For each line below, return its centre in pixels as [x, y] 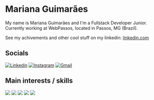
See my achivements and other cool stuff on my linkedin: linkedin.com [77, 38]
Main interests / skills [39, 81]
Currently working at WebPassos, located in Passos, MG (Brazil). [72, 28]
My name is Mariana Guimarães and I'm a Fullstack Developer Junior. [76, 23]
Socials [17, 53]
